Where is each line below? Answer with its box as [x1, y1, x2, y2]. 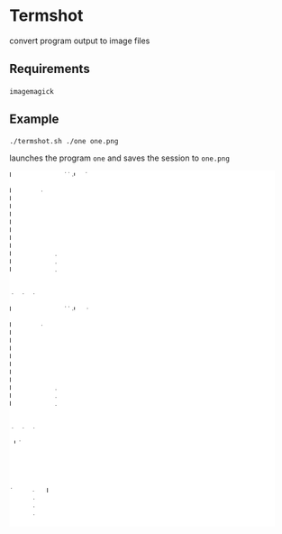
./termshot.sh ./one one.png [9, 136, 119, 145]
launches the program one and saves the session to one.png [9, 152, 230, 163]
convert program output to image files [9, 35, 150, 46]
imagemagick [9, 87, 54, 96]
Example [9, 112, 59, 127]
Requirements [9, 61, 90, 77]
